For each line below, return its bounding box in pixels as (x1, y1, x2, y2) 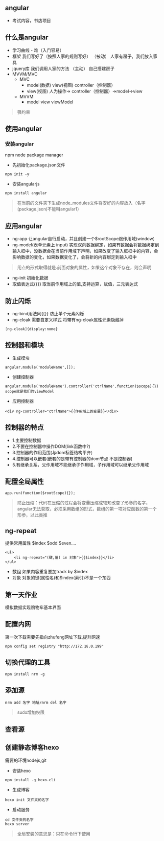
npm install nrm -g (5, 672, 45, 677)
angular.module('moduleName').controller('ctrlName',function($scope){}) (5, 384, 159, 389)
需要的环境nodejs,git (5, 757, 47, 763)
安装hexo (12, 768, 31, 773)
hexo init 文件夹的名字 (5, 797, 49, 802)
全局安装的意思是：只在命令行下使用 (17, 831, 91, 837)
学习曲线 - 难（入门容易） (12, 47, 65, 53)
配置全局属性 (5, 477, 44, 486)
